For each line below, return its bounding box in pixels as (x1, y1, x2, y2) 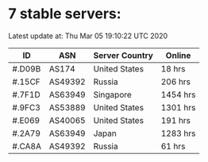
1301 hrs (160, 102, 196, 113)
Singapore (93, 89, 133, 100)
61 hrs (160, 141, 186, 152)
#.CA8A (12, 141, 42, 152)
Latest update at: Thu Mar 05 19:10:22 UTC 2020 (8, 31, 168, 40)
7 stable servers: (8, 5, 121, 23)
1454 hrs (160, 89, 196, 100)
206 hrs (160, 76, 191, 87)
